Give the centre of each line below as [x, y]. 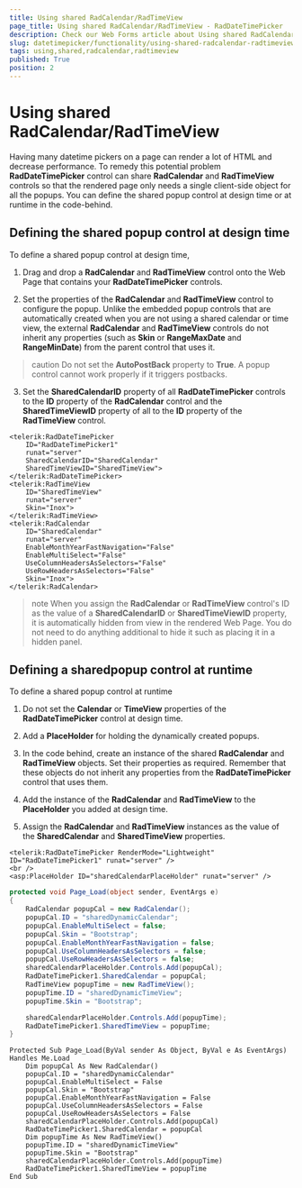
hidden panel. [57, 642]
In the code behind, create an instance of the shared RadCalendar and [153, 754]
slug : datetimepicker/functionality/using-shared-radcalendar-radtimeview [152, 43]
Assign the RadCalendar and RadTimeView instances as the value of [151, 827]
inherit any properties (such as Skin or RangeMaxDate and [132, 337]
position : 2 [31, 69]
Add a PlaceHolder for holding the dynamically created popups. [141, 736]
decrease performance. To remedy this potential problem [115, 166]
